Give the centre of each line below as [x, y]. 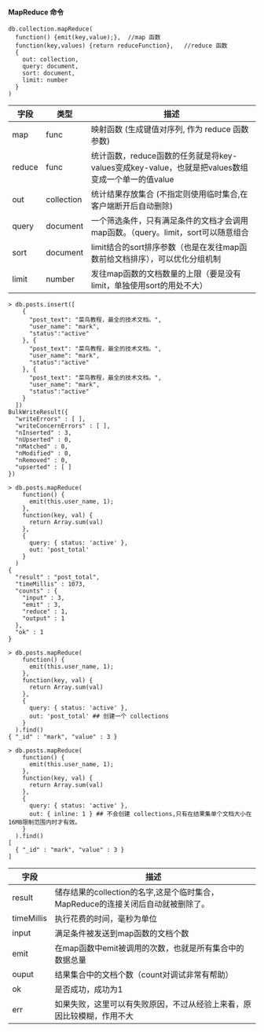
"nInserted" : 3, [44, 433]
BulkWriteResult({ [38, 413]
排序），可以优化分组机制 [176, 259]
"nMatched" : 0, [42, 447]
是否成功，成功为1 [89, 990]
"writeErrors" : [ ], [51, 419]
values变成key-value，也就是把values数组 [170, 167]
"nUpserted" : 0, [44, 440]
